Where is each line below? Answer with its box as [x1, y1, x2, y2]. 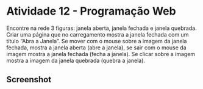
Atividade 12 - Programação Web [6, 4, 176, 18]
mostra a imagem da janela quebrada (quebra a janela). [6, 57, 145, 64]
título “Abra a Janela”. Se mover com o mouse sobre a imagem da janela [6, 37, 187, 44]
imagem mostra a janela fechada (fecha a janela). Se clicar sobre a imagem [6, 50, 196, 57]
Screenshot [6, 74, 52, 85]
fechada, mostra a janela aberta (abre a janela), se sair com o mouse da [6, 44, 187, 51]
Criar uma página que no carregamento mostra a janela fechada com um [6, 30, 189, 38]
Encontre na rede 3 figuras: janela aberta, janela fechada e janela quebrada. [6, 24, 197, 32]
